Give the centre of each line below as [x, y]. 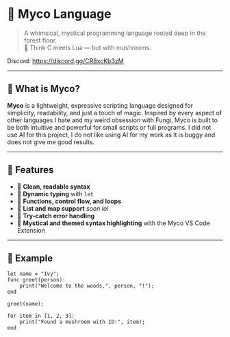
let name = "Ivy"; [33, 274]
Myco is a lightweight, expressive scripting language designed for [100, 105]
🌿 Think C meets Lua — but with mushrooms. [88, 47]
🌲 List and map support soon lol [63, 208]
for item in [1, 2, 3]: [41, 316]
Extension [31, 230]
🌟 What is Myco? [43, 89]
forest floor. [40, 40]
